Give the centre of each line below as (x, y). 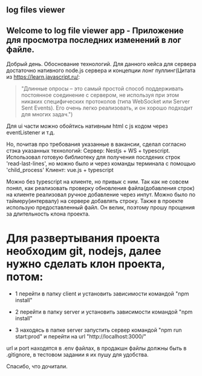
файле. (20, 49)
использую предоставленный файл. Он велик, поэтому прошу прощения (101, 208)
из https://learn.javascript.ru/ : (43, 77)
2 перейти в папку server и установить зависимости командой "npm (104, 312)
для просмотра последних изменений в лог (94, 40)
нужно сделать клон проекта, (86, 264)
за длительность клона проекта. (48, 214)
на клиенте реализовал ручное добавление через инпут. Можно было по (101, 195)
